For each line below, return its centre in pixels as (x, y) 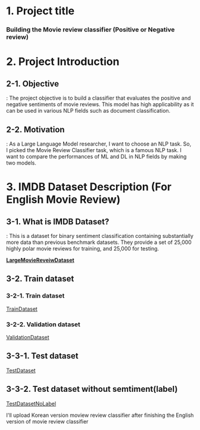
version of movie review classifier (47, 421)
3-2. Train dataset (40, 279)
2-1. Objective (33, 84)
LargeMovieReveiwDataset (40, 260)
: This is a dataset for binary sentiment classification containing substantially (100, 236)
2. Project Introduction (63, 62)
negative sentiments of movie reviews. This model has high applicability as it (100, 104)
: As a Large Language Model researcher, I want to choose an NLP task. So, (99, 144)
